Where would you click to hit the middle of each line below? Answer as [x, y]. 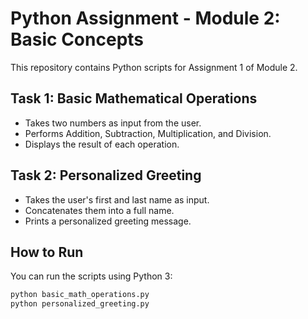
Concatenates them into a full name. [99, 210]
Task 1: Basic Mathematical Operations [134, 98]
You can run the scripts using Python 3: [91, 276]
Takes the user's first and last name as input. [117, 199]
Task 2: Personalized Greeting [106, 175]
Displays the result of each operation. [102, 144]
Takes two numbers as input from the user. [113, 123]
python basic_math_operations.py [80, 295]
